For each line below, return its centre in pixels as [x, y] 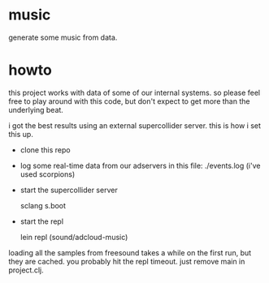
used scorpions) [48, 174]
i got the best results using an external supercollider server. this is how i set [135, 125]
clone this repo [45, 150]
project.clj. [26, 270]
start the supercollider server [69, 190]
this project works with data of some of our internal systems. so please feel [134, 92]
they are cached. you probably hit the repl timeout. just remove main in [127, 261]
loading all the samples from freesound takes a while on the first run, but [130, 252]
